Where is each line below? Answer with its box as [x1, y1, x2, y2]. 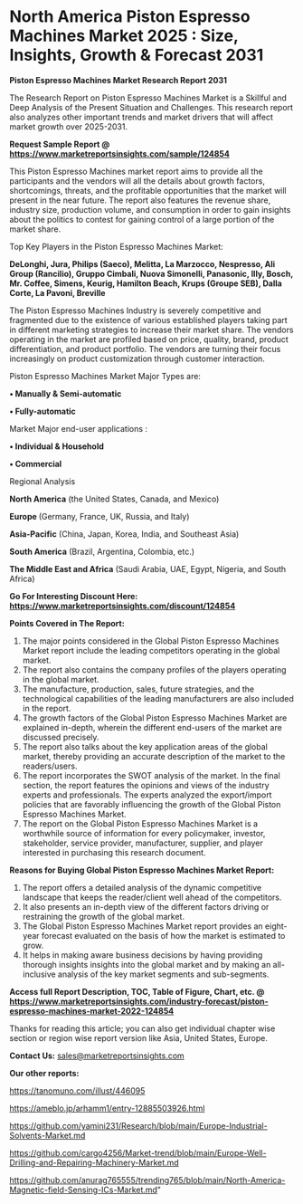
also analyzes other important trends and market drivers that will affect [9, 111, 274, 122]
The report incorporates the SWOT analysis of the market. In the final [22, 769, 280, 780]
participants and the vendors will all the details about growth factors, [9, 175, 265, 186]
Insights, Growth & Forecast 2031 [9, 45, 264, 65]
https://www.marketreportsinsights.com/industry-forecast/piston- [9, 996, 269, 1007]
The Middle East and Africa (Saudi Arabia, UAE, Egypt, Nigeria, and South [9, 563, 287, 574]
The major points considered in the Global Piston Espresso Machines [22, 635, 279, 646]
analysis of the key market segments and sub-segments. [57, 969, 270, 979]
